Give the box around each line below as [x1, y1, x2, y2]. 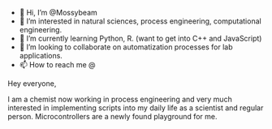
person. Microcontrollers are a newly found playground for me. [7, 112, 218, 121]
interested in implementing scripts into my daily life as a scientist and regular [7, 103, 264, 113]
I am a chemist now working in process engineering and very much [7, 94, 232, 104]
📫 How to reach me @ [19, 60, 96, 69]
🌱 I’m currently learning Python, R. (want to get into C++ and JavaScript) [19, 33, 262, 43]
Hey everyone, [7, 79, 57, 88]
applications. [19, 51, 63, 60]
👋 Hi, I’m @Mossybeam [19, 8, 98, 17]
